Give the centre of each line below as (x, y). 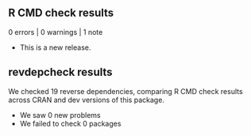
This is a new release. (55, 47)
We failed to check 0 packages (70, 123)
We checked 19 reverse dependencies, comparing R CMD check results (126, 91)
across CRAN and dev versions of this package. (87, 100)
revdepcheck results (60, 72)
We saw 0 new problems (60, 115)
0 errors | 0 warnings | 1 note (56, 32)
